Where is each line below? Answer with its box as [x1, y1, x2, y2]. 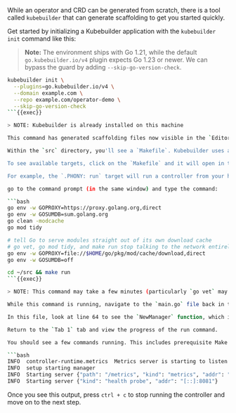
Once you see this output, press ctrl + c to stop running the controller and [7, 390, 225, 399]
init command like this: [7, 34, 77, 43]
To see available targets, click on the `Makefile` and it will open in [7, 159, 225, 167]
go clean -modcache [7, 218, 65, 225]
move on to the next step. [7, 398, 81, 406]
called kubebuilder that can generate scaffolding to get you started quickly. [7, 13, 225, 22]
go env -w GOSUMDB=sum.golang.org [7, 211, 109, 218]
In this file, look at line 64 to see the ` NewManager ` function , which [7, 313, 225, 320]
